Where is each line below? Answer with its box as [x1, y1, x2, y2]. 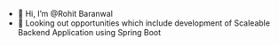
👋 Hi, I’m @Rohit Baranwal [17, 9, 114, 19]
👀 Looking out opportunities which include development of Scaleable [17, 18, 271, 28]
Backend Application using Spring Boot [17, 27, 162, 37]
